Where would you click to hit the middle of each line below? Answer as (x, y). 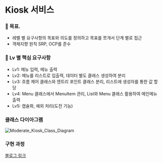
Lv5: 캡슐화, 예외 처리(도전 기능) (42, 106)
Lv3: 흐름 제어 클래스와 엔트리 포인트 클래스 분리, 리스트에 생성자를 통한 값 (82, 81)
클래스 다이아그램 (24, 120)
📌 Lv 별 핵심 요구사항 (28, 58)
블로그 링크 (16, 156)
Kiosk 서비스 (30, 10)
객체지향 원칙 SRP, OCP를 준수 (41, 44)
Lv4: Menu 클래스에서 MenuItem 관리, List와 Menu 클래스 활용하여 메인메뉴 (85, 93)
